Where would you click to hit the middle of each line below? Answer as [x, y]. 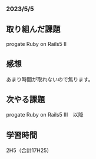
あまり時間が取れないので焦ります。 [50, 79]
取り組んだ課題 [33, 29]
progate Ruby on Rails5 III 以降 [45, 115]
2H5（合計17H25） [29, 150]
